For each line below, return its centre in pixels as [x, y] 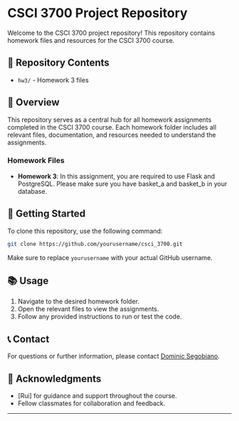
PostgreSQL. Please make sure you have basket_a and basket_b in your [122, 184]
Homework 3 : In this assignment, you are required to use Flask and [116, 176]
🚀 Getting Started [47, 214]
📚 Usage [28, 280]
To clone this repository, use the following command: [85, 231]
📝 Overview [33, 102]
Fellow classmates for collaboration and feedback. [91, 403]
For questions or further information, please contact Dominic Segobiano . [114, 356]
